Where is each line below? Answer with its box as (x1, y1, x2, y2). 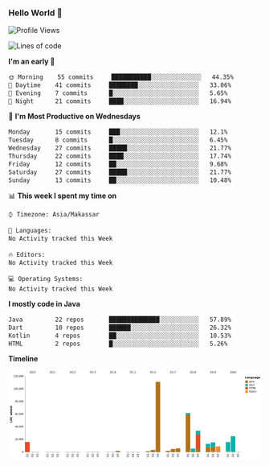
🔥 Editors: (8, 251, 46, 259)
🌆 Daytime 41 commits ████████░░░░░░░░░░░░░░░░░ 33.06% (8, 81, 231, 89)
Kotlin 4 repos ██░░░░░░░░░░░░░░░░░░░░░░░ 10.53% (8, 332, 231, 340)
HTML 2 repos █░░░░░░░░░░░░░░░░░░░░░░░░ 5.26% (8, 340, 228, 348)
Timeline (8, 354, 39, 364)
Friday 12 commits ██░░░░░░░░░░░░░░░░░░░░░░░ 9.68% (8, 160, 228, 168)
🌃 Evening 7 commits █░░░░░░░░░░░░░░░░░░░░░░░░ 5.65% (8, 89, 228, 97)
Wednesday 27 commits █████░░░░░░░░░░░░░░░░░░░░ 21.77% (8, 144, 231, 152)
